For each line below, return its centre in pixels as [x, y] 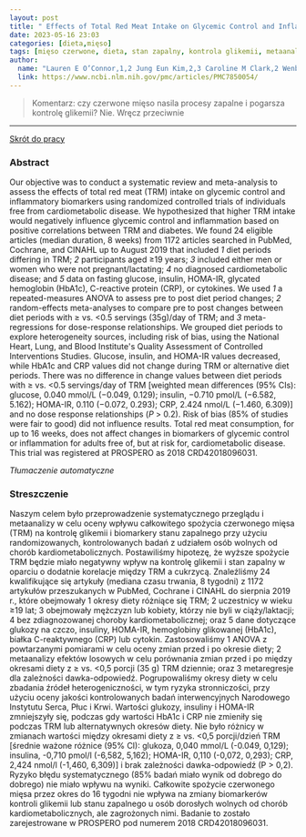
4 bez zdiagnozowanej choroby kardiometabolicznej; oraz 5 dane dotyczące [153, 620]
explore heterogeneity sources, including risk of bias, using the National [144, 337]
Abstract [30, 162]
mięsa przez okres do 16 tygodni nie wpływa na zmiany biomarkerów [139, 794]
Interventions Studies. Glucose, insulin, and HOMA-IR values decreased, [145, 357]
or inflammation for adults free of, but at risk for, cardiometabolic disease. [148, 443]
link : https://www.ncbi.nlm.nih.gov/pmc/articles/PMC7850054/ [138, 77]
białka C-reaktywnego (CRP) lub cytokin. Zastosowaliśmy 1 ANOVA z [138, 640]
